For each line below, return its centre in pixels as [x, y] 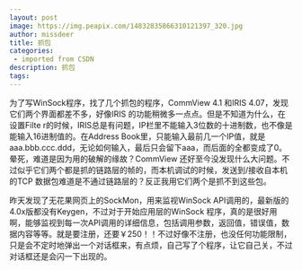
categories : [31, 51]
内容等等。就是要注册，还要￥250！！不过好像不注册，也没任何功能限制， [154, 233]
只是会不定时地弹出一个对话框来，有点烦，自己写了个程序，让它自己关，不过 [151, 245]
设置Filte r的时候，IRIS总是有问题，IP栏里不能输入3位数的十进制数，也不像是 [151, 125]
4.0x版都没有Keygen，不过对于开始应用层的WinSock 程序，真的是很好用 [143, 211]
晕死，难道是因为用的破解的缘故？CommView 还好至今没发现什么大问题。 [146, 159]
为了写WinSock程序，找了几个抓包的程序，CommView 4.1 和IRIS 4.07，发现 [149, 102]
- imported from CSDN [53, 59]
